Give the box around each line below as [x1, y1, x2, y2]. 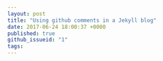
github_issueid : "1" [7, 36, 69, 43]
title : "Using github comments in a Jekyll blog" [7, 17, 157, 24]
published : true [7, 29, 55, 37]
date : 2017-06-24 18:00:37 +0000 [7, 23, 106, 30]
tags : [7, 43, 23, 50]
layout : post [7, 10, 46, 18]
